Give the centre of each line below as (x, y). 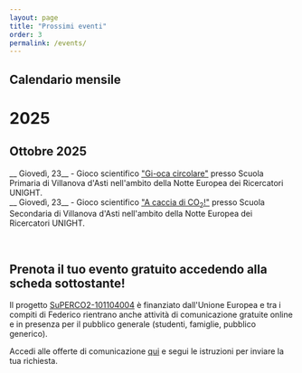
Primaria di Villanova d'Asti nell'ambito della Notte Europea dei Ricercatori (146, 182)
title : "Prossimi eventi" (58, 26)
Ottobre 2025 (48, 151)
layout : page (34, 18)
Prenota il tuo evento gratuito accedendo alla (138, 269)
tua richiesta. (34, 361)
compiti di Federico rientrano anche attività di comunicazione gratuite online (151, 315)
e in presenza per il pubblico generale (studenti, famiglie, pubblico (132, 324)
